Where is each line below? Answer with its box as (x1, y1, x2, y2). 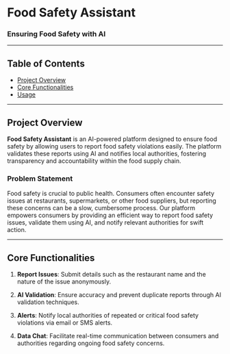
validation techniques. (16, 298, 80, 306)
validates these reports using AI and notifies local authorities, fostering (7, 149, 207, 158)
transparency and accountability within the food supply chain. (7, 157, 181, 165)
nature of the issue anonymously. (16, 277, 112, 286)
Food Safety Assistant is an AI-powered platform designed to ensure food (7, 135, 218, 143)
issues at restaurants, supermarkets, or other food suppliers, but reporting (7, 197, 217, 205)
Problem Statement (7, 174, 73, 184)
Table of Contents (7, 58, 86, 69)
